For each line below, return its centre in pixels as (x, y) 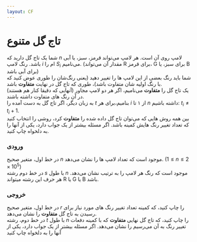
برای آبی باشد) (23, 71)
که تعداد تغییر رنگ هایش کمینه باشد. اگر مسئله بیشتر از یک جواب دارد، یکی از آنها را (98, 125)
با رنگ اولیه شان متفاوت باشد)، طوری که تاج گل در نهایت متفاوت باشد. (84, 84)
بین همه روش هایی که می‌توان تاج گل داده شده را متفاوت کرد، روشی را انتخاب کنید (98, 118)
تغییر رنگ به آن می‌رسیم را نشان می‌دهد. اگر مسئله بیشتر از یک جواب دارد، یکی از (96, 227)
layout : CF (20, 12)
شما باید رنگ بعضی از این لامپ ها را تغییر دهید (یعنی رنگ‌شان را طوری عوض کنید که (99, 78)
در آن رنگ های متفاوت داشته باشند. (46, 97)
